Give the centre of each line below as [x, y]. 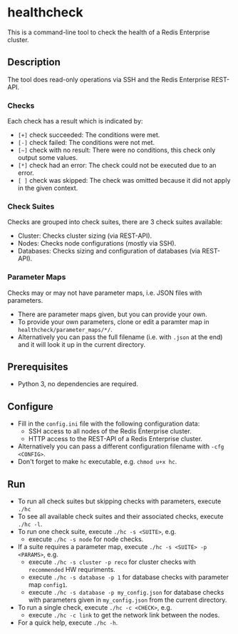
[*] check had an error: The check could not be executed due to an [117, 166]
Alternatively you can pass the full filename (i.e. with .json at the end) [120, 337]
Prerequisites [38, 367]
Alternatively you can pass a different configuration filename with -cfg [121, 446]
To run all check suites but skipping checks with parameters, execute [119, 501]
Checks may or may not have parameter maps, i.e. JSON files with [105, 293]
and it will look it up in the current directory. [82, 344]
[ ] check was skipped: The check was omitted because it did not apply [124, 181]
